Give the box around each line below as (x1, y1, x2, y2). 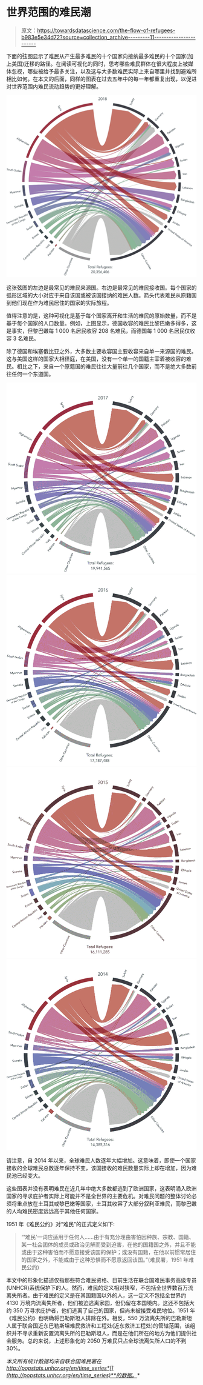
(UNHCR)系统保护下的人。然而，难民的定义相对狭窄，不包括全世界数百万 (6, 1284, 188, 1292)
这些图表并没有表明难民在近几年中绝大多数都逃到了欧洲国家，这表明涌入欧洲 (6, 1185, 197, 1192)
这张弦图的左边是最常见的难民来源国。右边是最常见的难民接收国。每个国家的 (6, 284, 197, 292)
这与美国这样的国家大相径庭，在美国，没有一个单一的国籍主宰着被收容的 (6, 355, 186, 362)
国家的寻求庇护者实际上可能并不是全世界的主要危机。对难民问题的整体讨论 (6, 1192, 192, 1200)
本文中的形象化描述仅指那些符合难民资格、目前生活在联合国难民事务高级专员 (6, 1277, 197, 1284)
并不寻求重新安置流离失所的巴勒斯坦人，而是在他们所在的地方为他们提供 (11, 1330, 192, 1337)
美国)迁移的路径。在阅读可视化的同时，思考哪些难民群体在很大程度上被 (11, 60, 188, 67)
